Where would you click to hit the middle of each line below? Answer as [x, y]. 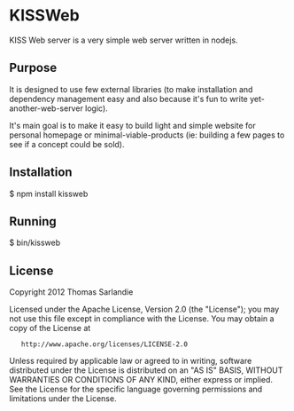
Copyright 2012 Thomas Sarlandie [71, 292]
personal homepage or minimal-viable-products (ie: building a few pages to [147, 135]
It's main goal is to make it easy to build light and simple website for [132, 125]
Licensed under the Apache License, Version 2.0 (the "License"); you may [144, 309]
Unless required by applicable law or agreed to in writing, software [131, 361]
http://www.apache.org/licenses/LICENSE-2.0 [104, 344]
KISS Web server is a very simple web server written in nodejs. [124, 40]
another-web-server [46, 108]
